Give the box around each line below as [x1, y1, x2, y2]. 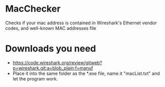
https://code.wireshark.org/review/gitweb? [12, 59, 103, 66]
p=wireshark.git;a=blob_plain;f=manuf [12, 65, 93, 71]
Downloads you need [5, 43, 96, 55]
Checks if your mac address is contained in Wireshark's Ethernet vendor [5, 20, 157, 26]
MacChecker [5, 3, 61, 15]
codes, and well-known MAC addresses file [5, 25, 96, 31]
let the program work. [12, 75, 58, 81]
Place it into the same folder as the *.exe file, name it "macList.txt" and [12, 70, 160, 76]
